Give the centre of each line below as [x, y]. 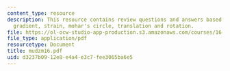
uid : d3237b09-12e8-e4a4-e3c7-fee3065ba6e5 [70, 57]
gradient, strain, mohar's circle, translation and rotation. [104, 26]
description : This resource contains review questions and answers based [115, 20]
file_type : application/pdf [47, 39]
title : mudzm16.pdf [35, 51]
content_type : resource [41, 13]
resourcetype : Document [41, 45]
